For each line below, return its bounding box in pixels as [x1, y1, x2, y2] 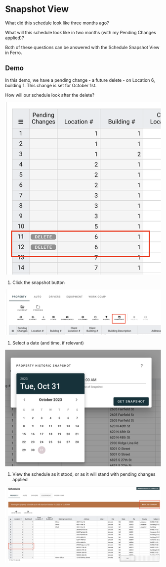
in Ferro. [5, 50, 22, 56]
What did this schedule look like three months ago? [5, 20, 109, 26]
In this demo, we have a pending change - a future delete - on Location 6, [5, 77, 156, 83]
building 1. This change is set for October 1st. [5, 82, 97, 88]
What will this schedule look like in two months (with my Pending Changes [5, 29, 157, 35]
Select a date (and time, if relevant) [12, 340, 84, 346]
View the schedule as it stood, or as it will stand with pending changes [12, 471, 156, 477]
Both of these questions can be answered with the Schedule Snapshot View [5, 44, 160, 50]
